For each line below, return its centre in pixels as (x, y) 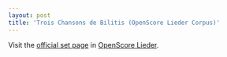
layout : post (30, 15)
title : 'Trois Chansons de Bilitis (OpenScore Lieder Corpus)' (114, 23)
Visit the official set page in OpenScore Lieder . (84, 45)
